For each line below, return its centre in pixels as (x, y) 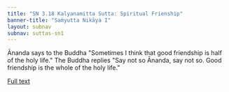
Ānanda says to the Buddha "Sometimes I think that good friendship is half (115, 53)
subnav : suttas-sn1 (36, 33)
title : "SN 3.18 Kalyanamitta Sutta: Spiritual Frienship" (95, 14)
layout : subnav (29, 26)
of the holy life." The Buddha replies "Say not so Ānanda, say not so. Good (114, 61)
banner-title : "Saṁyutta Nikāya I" (59, 20)
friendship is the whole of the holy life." (64, 68)
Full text (19, 82)
